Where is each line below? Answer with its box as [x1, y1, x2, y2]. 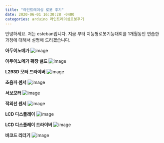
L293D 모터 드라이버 [5, 69, 46, 75]
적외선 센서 [5, 101, 26, 107]
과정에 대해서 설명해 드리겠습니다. [5, 37, 71, 43]
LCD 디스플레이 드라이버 [5, 122, 52, 128]
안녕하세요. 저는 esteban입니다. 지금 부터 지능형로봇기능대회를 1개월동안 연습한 [5, 31, 160, 37]
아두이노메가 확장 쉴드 [5, 58, 48, 64]
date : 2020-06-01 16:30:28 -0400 [5, 12, 75, 17]
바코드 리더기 [5, 133, 31, 139]
